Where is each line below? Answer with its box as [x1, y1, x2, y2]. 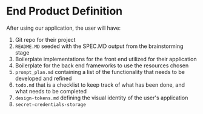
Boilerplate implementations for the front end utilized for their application [15, 55, 197, 62]
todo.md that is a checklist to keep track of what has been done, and [15, 81, 185, 89]
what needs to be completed [15, 87, 87, 95]
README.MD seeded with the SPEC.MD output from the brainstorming [15, 42, 184, 50]
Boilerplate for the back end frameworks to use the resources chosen [15, 62, 189, 69]
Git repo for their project [15, 36, 76, 43]
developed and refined [15, 75, 72, 82]
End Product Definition [6, 4, 123, 18]
